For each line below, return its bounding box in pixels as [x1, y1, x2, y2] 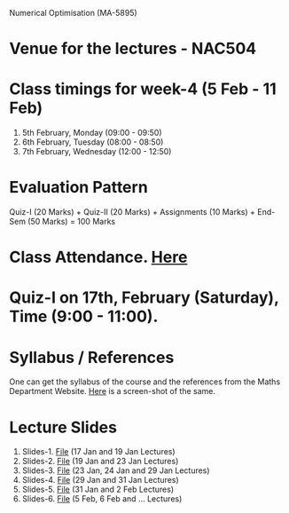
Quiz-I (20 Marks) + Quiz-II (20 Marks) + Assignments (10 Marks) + [9, 207, 255, 217]
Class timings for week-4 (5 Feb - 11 [9, 79, 277, 99]
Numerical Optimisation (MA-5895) [9, 8, 137, 18]
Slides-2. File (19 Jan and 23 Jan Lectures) [21, 456, 179, 467]
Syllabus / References [9, 347, 175, 367]
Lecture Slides [9, 417, 118, 438]
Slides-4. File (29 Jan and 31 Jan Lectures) [21, 475, 179, 485]
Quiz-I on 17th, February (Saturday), [9, 288, 279, 308]
